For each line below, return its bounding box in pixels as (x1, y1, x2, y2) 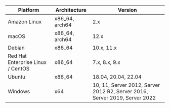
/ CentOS (8, 65, 30, 72)
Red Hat (8, 53, 27, 59)
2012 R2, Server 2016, (92, 88, 148, 95)
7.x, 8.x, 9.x (92, 59, 120, 65)
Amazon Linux (8, 18, 42, 25)
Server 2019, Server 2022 (92, 94, 156, 101)
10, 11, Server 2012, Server (92, 82, 160, 88)
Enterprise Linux (8, 59, 47, 65)
